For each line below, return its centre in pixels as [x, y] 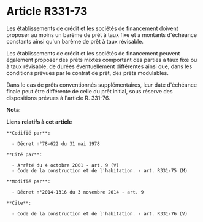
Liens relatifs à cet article [39, 122]
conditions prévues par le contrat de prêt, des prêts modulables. [87, 73]
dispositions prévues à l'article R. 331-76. [58, 98]
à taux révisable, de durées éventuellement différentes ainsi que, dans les [99, 66]
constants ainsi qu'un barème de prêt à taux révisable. [75, 41]
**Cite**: [19, 203]
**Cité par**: [25, 154]
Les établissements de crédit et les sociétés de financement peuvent [93, 53]
